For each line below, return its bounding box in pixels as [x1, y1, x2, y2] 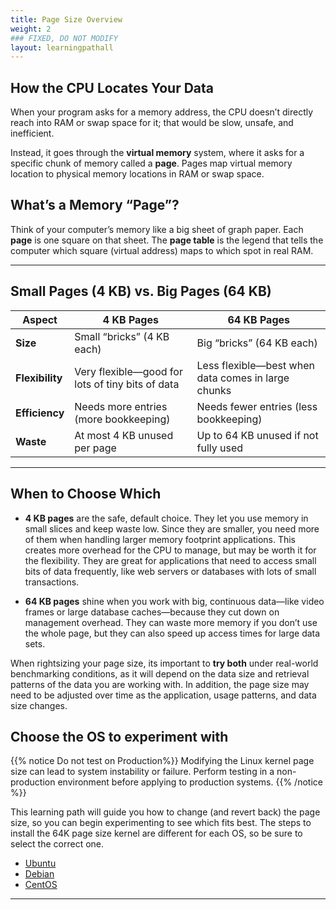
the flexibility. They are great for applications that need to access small [24, 554, 317, 566]
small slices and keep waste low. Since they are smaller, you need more [24, 522, 320, 535]
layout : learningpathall [10, 42, 114, 53]
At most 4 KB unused [74, 428, 174, 442]
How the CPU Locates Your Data [10, 79, 214, 96]
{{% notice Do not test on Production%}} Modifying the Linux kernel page [10, 755, 315, 767]
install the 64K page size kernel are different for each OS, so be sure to [10, 827, 303, 840]
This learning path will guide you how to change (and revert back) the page [10, 806, 321, 818]
